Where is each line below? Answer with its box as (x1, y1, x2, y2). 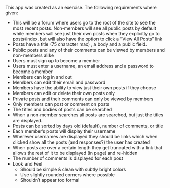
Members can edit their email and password (12, 79, 106, 85)
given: (5, 10, 19, 16)
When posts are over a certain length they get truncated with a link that (12, 145, 162, 150)
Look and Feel (12, 161, 43, 167)
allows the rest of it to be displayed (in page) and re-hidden (12, 150, 138, 156)
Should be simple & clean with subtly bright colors (20, 166, 126, 172)
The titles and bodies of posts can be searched (12, 107, 112, 112)
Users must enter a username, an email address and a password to (12, 63, 154, 69)
